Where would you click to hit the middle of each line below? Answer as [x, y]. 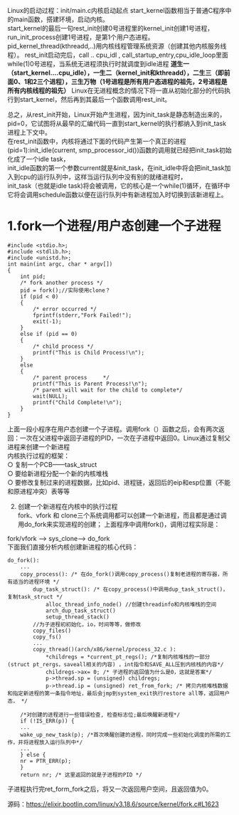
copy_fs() [47, 637]
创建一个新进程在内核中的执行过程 [68, 506]
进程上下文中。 [29, 132]
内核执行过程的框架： [38, 456]
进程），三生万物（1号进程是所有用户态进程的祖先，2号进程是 [138, 81]
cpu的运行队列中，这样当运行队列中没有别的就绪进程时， [103, 177]
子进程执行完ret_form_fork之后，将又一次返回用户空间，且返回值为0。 [110, 789]
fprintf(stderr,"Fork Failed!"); [83, 315]
